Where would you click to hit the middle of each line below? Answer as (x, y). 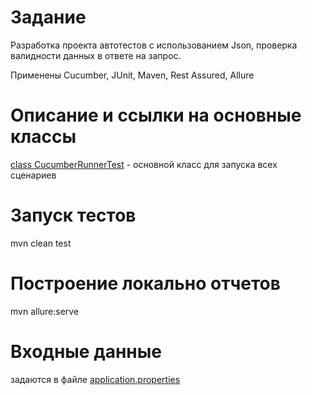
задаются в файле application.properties (95, 379)
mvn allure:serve (45, 311)
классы (43, 137)
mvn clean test (41, 243)
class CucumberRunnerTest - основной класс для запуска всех (144, 164)
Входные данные (86, 351)
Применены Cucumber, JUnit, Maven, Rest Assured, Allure (132, 75)
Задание (48, 17)
